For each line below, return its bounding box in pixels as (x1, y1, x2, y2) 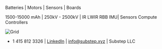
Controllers (5, 20, 28, 25)
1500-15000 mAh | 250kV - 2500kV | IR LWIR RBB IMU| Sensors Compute (5, 14, 157, 20)
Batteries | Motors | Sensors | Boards (5, 5, 81, 10)
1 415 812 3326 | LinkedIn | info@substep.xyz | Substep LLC (12, 38, 136, 44)
